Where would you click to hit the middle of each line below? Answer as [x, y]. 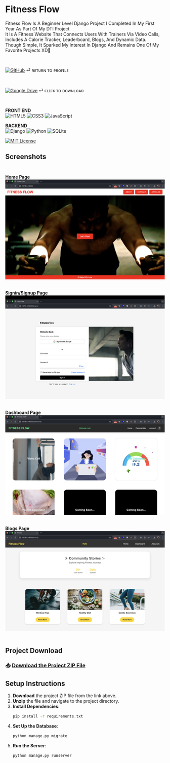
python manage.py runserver [42, 756]
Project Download [34, 650]
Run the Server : [29, 746]
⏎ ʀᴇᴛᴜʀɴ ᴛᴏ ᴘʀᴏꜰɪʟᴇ [47, 70]
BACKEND [16, 126]
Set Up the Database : [35, 726]
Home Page [18, 177]
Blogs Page [17, 528]
